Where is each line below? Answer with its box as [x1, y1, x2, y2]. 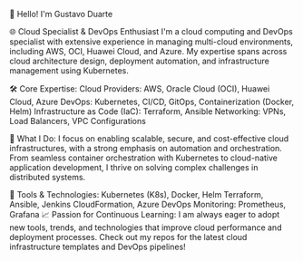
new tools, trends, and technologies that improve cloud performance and [9, 222, 282, 233]
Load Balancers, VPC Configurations [9, 116, 147, 126]
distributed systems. [9, 172, 86, 182]
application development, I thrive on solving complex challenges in [9, 162, 259, 172]
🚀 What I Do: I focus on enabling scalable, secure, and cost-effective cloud [9, 133, 289, 144]
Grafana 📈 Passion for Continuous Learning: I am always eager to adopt [9, 209, 280, 219]
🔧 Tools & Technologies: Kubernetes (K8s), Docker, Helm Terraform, [9, 189, 264, 199]
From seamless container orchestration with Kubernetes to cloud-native [9, 152, 279, 163]
